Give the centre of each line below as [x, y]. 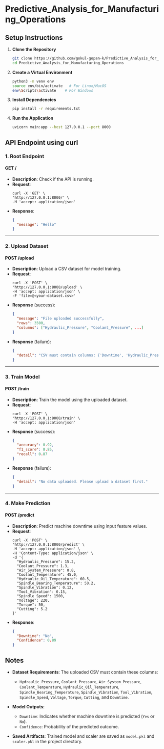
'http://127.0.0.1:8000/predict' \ [48, 544]
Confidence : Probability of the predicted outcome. [69, 726]
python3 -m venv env [33, 81]
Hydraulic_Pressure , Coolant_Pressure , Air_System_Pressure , [81, 681]
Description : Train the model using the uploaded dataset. [70, 400]
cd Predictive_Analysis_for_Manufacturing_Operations [68, 63]
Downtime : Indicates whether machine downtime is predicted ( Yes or [87, 716]
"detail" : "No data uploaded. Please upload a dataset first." [82, 481]
